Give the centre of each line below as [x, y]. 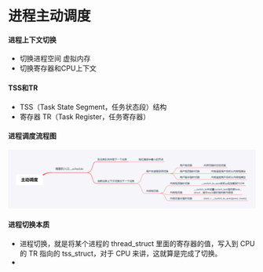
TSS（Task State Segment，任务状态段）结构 [93, 107]
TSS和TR [23, 88]
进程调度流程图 [32, 136]
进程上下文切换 [32, 39]
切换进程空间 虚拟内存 [55, 59]
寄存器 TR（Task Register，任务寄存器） [85, 116]
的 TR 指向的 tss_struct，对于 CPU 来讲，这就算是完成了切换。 [121, 254]
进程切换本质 [29, 225]
